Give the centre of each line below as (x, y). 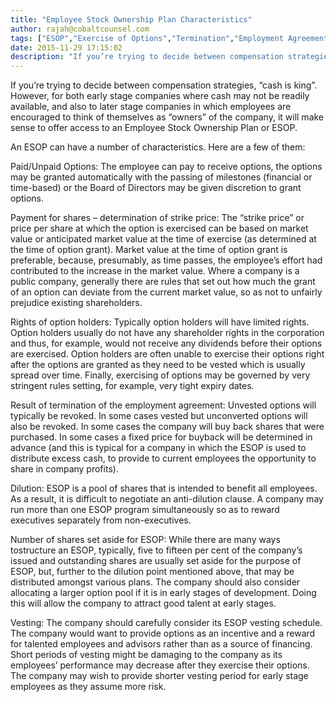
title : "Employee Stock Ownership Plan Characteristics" (131, 19)
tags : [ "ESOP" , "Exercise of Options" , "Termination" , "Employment (147, 38)
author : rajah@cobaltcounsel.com (80, 29)
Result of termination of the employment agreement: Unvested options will (163, 405)
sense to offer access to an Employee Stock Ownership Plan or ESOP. (154, 128)
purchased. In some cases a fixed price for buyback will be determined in (161, 437)
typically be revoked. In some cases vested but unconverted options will (159, 416)
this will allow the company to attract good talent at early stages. (143, 603)
